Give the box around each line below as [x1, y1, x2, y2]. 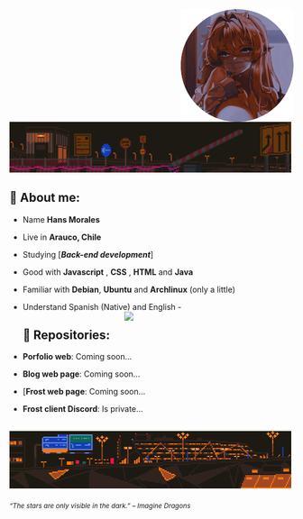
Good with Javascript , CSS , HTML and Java [22, 266, 194, 278]
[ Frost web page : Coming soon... [22, 387, 146, 397]
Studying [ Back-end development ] [22, 249, 154, 259]
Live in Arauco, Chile [22, 232, 102, 242]
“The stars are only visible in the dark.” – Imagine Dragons [9, 501, 191, 510]
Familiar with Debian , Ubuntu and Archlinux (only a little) [22, 284, 236, 295]
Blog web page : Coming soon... [22, 369, 141, 379]
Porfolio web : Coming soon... [22, 351, 133, 362]
